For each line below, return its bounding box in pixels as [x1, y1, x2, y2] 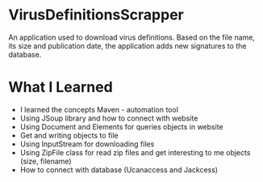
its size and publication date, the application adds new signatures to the [8, 40, 247, 50]
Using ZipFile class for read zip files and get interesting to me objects [19, 147, 251, 157]
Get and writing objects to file [19, 130, 119, 140]
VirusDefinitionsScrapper [8, 6, 184, 24]
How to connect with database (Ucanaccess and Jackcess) [19, 164, 219, 175]
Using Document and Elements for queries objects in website [19, 121, 223, 131]
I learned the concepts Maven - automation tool [19, 104, 179, 114]
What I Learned [8, 78, 113, 96]
